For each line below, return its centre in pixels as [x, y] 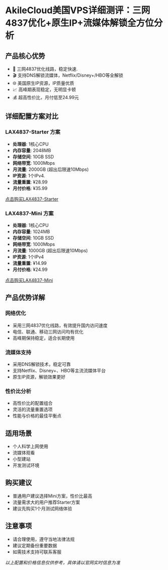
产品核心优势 [25, 56]
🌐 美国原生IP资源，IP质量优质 [43, 83]
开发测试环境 [26, 465]
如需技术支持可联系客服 [37, 552]
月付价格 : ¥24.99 [30, 269]
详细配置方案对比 [32, 116]
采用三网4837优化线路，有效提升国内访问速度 [60, 325]
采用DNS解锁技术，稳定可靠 [42, 364]
